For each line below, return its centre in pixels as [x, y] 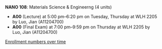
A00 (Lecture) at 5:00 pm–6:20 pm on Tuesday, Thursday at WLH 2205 [84, 16]
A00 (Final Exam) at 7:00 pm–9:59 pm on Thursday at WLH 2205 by [81, 27]
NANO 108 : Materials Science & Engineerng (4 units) [58, 7]
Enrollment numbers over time [36, 42]
